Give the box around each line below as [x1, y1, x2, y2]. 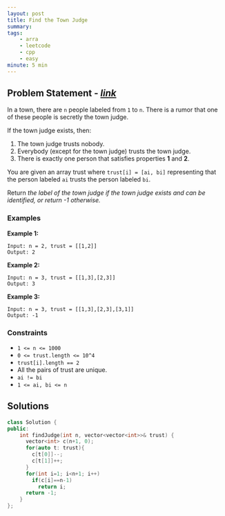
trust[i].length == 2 [17, 359, 79, 367]
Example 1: [7, 229, 39, 238]
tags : [7, 29, 23, 37]
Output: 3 [7, 280, 36, 287]
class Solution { [7, 418, 57, 426]
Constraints [7, 328, 48, 337]
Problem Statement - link [7, 87, 117, 99]
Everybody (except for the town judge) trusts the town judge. [17, 147, 191, 156]
